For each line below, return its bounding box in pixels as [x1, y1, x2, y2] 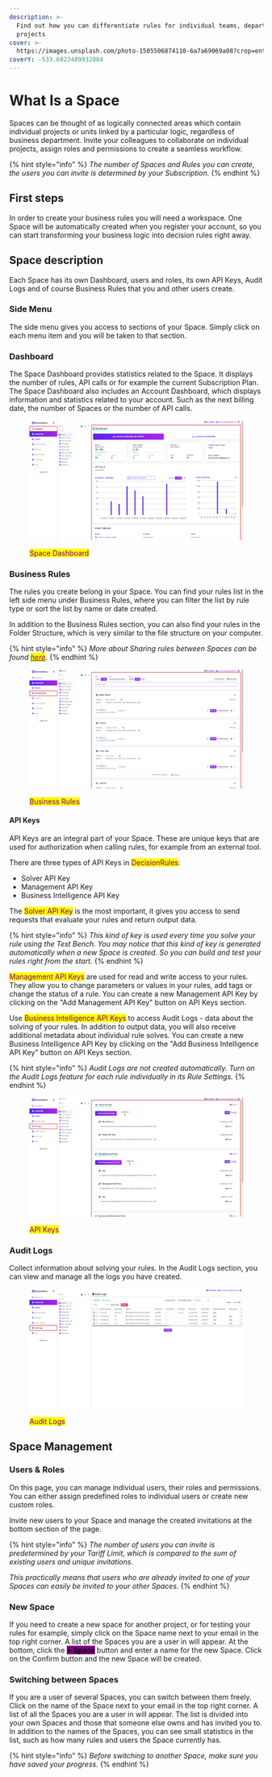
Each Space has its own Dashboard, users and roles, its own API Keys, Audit [9, 275, 263, 284]
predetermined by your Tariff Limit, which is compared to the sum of [9, 1548, 236, 1558]
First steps [9, 191, 64, 205]
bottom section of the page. [9, 1523, 102, 1534]
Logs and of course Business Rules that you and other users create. [9, 284, 235, 293]
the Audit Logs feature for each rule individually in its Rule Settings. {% [9, 1071, 245, 1082]
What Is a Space [9, 91, 120, 110]
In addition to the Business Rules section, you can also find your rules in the [9, 619, 261, 629]
